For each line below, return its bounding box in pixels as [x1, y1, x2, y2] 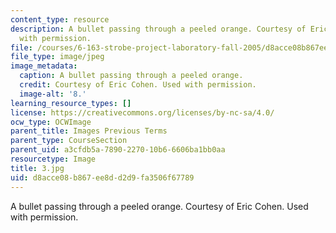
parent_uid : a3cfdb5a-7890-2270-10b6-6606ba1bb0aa [10, 145, 226, 155]
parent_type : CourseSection [10, 136, 128, 146]
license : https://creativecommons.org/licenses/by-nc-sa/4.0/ [10, 107, 275, 118]
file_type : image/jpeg [10, 52, 105, 62]
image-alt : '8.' [19, 89, 87, 99]
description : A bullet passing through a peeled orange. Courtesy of [10, 24, 307, 34]
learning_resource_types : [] [10, 98, 132, 108]
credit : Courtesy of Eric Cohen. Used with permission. [19, 80, 257, 90]
